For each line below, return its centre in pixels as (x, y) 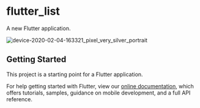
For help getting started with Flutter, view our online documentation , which (100, 86)
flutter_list (33, 11)
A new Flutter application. (39, 28)
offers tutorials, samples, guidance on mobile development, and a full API (98, 93)
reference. (19, 99)
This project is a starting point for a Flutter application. (75, 74)
